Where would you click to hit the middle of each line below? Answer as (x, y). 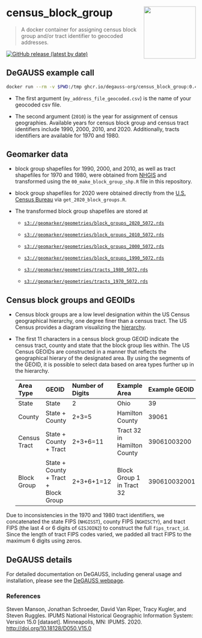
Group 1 (129, 478)
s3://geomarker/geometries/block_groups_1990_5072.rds (94, 259)
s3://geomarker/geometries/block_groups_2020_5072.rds (94, 223)
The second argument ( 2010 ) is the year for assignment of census (96, 116)
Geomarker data (37, 154)
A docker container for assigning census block (79, 29)
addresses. (35, 42)
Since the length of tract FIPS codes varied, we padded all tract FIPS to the (99, 535)
